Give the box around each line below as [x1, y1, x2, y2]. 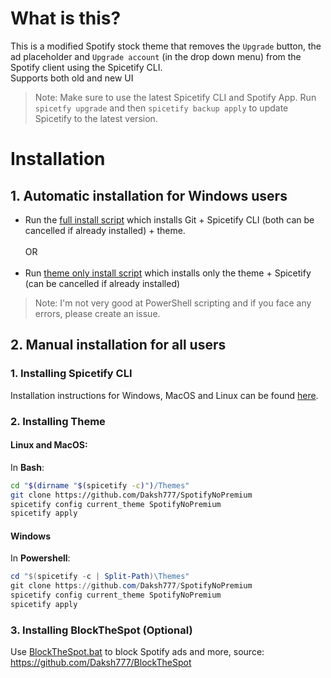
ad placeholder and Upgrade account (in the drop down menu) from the [10, 50, 302, 62]
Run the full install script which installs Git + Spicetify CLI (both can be [24, 213, 315, 226]
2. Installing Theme [10, 414, 106, 428]
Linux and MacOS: [10, 439, 88, 451]
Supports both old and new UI [10, 72, 134, 84]
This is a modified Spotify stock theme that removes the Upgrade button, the [10, 40, 322, 52]
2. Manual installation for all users [10, 337, 227, 354]
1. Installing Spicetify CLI [10, 367, 133, 381]
